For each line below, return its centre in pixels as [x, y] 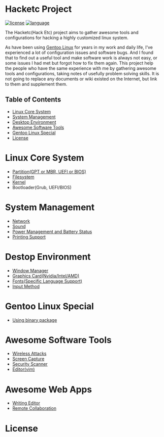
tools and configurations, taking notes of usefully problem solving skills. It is [82, 73]
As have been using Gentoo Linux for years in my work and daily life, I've [79, 47]
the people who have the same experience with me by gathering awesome [81, 68]
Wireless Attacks [29, 354]
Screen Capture [28, 359]
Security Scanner [30, 364]
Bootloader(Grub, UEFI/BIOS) [42, 187]
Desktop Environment [34, 122]
